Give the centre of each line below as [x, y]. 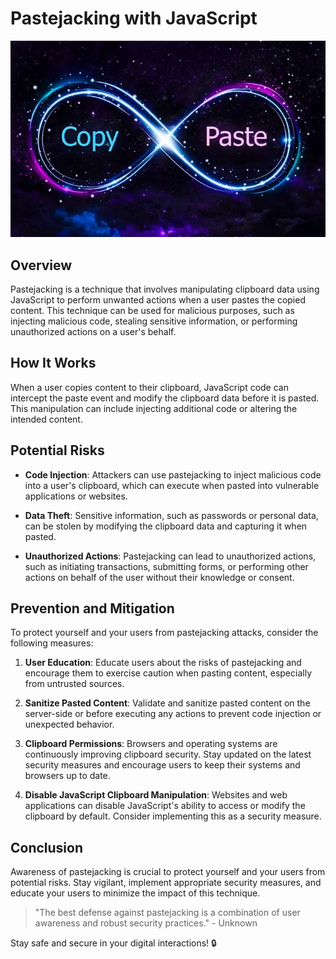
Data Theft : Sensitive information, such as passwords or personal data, [171, 515]
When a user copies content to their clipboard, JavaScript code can [149, 387]
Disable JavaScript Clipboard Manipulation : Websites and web [156, 795]
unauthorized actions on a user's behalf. [93, 331]
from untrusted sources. [74, 684]
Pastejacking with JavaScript [134, 18]
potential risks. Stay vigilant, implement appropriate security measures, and [166, 883]
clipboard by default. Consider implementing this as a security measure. [173, 816]
